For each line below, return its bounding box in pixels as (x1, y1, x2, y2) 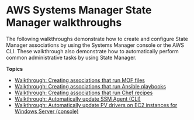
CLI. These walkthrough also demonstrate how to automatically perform (6, 47, 179, 54)
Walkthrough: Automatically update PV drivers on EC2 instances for (14, 101, 178, 108)
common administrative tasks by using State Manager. (6, 54, 137, 61)
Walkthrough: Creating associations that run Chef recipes (14, 89, 153, 96)
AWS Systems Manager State (6, 4, 152, 17)
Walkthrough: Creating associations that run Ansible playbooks (14, 83, 167, 90)
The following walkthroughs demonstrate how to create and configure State (6, 35, 188, 42)
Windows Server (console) (14, 108, 79, 115)
